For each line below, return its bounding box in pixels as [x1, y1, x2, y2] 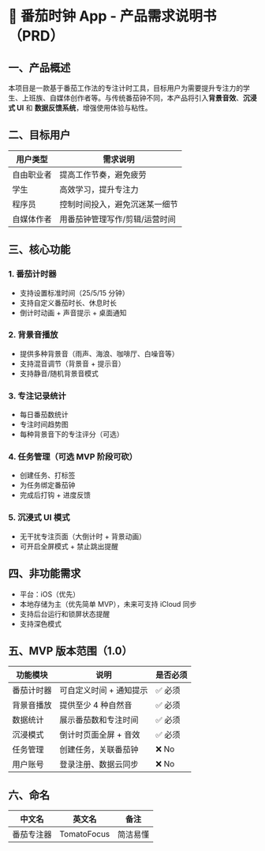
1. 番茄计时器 [8, 269, 57, 280]
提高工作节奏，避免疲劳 [59, 169, 147, 180]
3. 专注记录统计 [8, 390, 67, 401]
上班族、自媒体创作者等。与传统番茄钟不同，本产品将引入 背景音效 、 [21, 93, 243, 103]
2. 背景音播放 [8, 329, 58, 341]
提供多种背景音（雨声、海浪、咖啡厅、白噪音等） [19, 348, 179, 358]
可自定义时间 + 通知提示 [59, 685, 148, 696]
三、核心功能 [8, 243, 71, 257]
